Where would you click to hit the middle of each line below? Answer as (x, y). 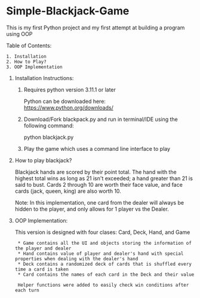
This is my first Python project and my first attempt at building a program (96, 28)
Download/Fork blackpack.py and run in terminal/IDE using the (101, 119)
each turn (27, 290)
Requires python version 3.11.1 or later (70, 89)
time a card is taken (41, 269)
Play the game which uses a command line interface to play (97, 148)
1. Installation (26, 56)
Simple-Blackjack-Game (68, 11)
